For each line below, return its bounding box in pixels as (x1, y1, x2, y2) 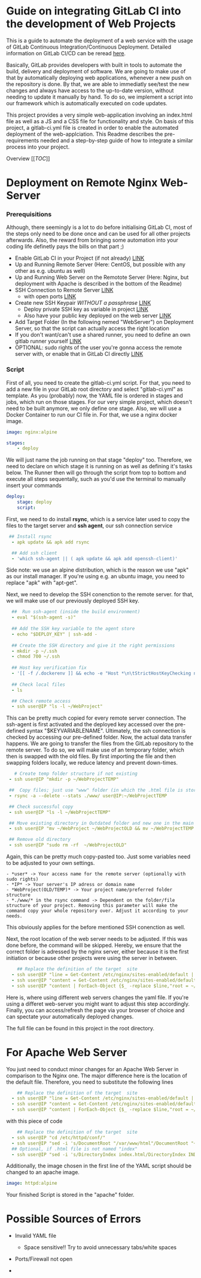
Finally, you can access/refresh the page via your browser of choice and (6, 1006, 185, 1014)
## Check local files (11, 681, 66, 688)
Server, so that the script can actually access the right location (14, 325, 169, 332)
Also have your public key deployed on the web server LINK (23, 312, 172, 319)
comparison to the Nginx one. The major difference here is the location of (6, 1072, 187, 1079)
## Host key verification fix (11, 665, 87, 671)
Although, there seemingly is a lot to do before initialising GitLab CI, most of (6, 224, 193, 231)
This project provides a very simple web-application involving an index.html (6, 111, 193, 118)
